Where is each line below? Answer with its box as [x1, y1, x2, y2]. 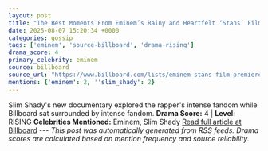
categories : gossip [8, 33, 73, 42]
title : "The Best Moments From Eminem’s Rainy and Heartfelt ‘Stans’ [8, 19, 245, 27]
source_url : [8, 71, 48, 79]
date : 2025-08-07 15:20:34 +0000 [8, 26, 120, 34]
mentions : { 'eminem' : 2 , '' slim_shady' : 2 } [8, 78, 156, 86]
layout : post [8, 11, 52, 20]
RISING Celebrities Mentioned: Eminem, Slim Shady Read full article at [8, 117, 242, 126]
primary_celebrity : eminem [8, 56, 98, 64]
